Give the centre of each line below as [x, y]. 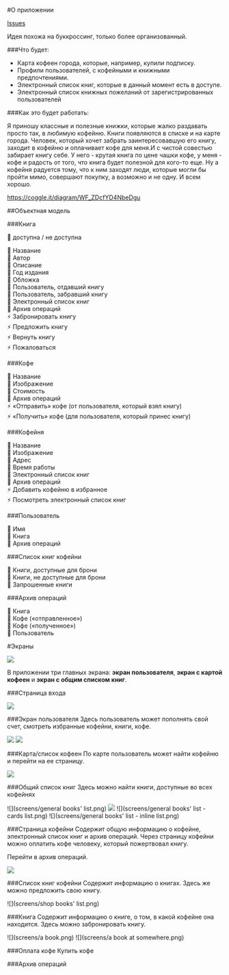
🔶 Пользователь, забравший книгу [57, 294]
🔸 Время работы [31, 467]
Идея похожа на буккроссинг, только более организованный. [97, 36]
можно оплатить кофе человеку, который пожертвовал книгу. [98, 843]
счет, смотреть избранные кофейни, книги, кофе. [79, 726]
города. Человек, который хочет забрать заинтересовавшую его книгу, [112, 140]
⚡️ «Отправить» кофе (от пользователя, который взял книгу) [95, 406]
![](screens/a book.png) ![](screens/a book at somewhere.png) [96, 937]
